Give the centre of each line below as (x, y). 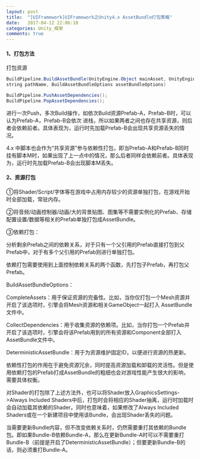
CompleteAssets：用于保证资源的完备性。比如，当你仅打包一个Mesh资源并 (98, 297)
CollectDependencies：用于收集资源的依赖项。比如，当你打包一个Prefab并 (98, 325)
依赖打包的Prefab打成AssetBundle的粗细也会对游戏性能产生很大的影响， (100, 373)
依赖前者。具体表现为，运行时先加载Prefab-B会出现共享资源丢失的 (98, 128)
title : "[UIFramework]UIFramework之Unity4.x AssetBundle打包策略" (89, 17)
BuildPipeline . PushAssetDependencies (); (57, 96)
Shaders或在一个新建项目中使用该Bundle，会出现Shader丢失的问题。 (91, 415)
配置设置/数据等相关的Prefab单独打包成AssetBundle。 (72, 219)
